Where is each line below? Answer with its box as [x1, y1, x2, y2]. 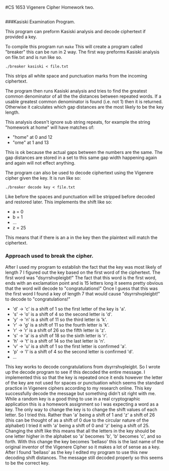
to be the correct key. [5, 460, 50, 466]
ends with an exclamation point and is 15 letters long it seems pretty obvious [5, 280, 163, 286]
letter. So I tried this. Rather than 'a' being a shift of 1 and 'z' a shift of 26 [5, 412, 155, 418]
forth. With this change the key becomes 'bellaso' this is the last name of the [5, 438, 164, 444]
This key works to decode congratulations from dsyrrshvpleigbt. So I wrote [5, 363, 160, 369]
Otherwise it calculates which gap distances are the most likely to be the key [5, 104, 164, 110]
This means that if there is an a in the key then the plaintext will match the [5, 234, 157, 241]
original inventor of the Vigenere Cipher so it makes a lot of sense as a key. [5, 444, 160, 450]
